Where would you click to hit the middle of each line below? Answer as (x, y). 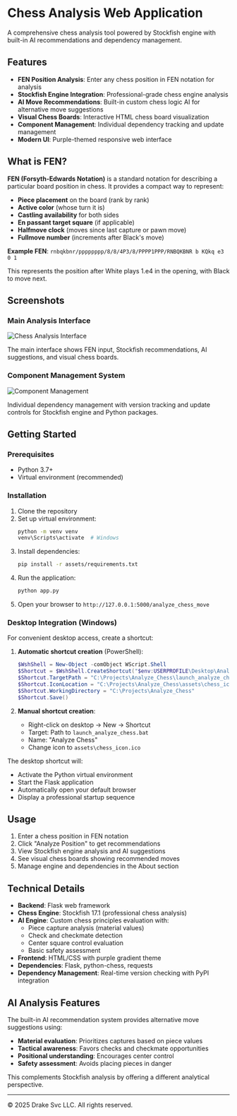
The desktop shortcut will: (45, 761)
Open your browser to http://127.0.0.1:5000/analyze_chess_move (114, 605)
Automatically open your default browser (77, 790)
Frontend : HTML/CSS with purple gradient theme (89, 958)
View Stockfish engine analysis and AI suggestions (91, 851)
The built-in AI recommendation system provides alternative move (103, 1020)
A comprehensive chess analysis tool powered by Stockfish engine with (112, 32)
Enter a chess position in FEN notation (73, 836)
